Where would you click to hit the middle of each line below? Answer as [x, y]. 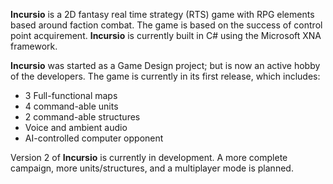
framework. [34, 46]
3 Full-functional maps [71, 95]
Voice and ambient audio [76, 127]
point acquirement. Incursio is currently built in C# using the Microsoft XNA [166, 35]
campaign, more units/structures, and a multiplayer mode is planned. [152, 168]
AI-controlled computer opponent [94, 138]
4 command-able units [71, 106]
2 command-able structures [82, 117]
